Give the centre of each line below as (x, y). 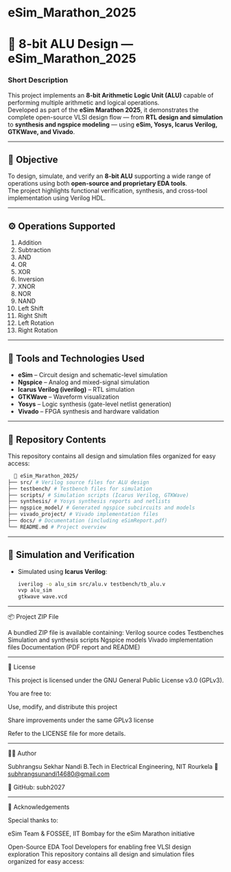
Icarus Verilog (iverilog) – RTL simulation (76, 390)
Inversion (31, 279)
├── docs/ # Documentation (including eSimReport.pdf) (88, 521)
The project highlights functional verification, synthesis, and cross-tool (108, 191)
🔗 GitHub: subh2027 (37, 787)
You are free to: (30, 694)
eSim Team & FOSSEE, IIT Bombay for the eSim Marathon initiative (101, 834)
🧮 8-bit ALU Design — (71, 44)
